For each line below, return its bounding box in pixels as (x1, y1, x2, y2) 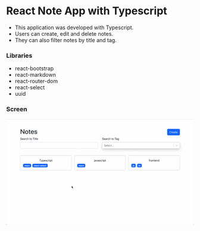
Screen (6, 105, 28, 114)
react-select (14, 84, 45, 91)
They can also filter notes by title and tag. (14, 36, 117, 43)
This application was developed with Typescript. (14, 24, 134, 31)
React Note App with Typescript (6, 4, 168, 18)
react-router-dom (14, 77, 58, 85)
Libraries (6, 51, 33, 60)
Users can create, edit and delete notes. (14, 30, 114, 37)
